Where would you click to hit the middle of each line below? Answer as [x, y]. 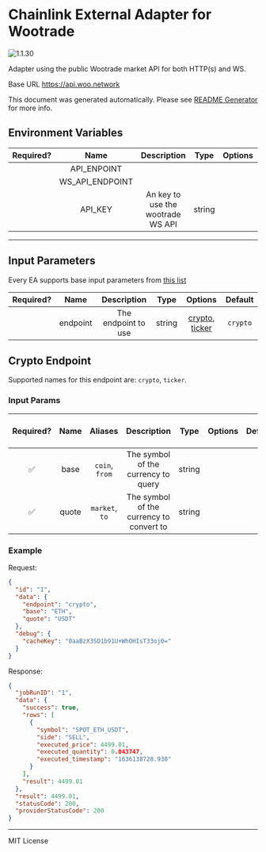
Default [239, 299]
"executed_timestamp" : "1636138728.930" [104, 759]
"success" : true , [51, 708]
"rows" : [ [39, 716]
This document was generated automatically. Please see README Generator [133, 99]
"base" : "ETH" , [47, 612]
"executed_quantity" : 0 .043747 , [90, 752]
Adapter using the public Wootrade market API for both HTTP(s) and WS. [127, 68]
